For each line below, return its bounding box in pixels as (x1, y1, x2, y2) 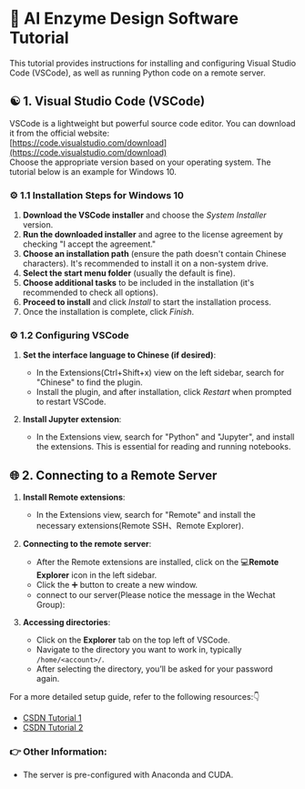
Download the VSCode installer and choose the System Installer (22, 209, 267, 221)
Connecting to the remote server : (22, 539, 152, 550)
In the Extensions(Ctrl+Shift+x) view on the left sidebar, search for (36, 368, 285, 379)
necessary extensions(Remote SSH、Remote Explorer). (36, 521, 244, 531)
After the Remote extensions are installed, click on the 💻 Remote (36, 557, 280, 568)
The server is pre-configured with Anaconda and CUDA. (22, 769, 234, 781)
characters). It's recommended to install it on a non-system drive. (22, 258, 269, 269)
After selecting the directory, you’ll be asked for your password (36, 663, 273, 674)
